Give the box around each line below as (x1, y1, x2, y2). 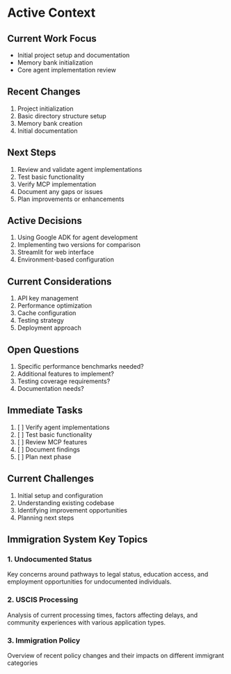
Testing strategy (17, 316, 65, 325)
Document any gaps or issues (17, 187, 103, 195)
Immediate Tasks (7, 405, 83, 417)
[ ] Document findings (17, 445, 80, 454)
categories (7, 659, 38, 667)
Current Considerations (7, 275, 112, 287)
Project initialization (17, 104, 74, 113)
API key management (17, 294, 79, 303)
